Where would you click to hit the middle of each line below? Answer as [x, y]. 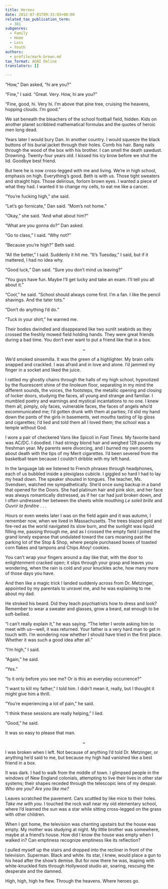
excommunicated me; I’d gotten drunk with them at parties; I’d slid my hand [82, 412]
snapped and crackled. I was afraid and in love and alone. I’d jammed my [80, 365]
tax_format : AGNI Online [31, 61]
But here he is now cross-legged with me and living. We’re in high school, [81, 171]
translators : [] [22, 66]
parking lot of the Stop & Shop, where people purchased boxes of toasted [81, 542]
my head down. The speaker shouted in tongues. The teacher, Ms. [73, 479]
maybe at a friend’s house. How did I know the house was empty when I [79, 835]
